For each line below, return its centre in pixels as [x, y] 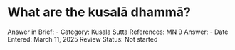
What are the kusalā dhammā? [99, 12]
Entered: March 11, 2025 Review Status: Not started [83, 39]
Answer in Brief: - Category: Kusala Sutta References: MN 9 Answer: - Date [118, 32]
